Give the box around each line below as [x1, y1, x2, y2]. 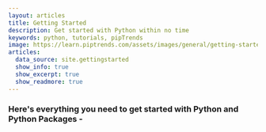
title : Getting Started [8, 19, 87, 27]
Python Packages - [8, 114, 83, 125]
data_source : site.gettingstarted [15, 56, 129, 64]
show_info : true [15, 63, 69, 71]
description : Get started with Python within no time [8, 26, 190, 34]
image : [8, 41, 30, 49]
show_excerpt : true [15, 70, 80, 78]
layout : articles [8, 11, 66, 20]
